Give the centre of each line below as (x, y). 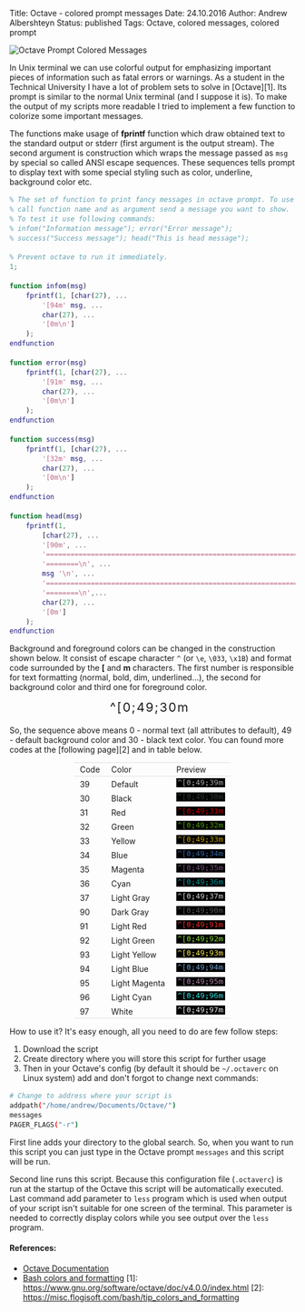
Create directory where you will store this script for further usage (144, 1059)
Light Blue (130, 969)
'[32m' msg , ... (73, 458)
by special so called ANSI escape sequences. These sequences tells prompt (152, 162)
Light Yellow (134, 955)
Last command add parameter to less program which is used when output (148, 1198)
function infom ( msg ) (49, 285)
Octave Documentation (66, 1268)
